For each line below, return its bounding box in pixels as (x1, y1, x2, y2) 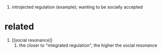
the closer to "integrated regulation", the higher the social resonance (19, 42, 158, 48)
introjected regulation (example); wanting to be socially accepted (11, 4, 143, 10)
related (4, 21, 34, 32)
